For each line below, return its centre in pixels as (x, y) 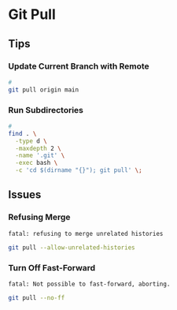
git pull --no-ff (37, 297)
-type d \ (31, 141)
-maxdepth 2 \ (38, 148)
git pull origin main (44, 90)
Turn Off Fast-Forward (52, 267)
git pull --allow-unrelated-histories (72, 247)
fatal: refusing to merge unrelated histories (86, 233)
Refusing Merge (39, 217)
